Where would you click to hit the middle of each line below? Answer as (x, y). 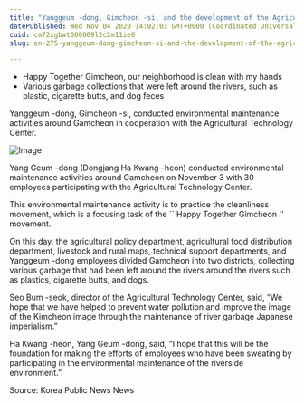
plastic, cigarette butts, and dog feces (93, 96)
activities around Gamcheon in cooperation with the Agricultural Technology (152, 123)
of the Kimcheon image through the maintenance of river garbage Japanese (152, 317)
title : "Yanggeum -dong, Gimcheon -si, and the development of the (139, 18)
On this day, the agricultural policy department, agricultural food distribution (151, 242)
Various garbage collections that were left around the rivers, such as (150, 86)
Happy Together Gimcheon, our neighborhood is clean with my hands (152, 77)
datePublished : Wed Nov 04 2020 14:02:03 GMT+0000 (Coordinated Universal (153, 26)
